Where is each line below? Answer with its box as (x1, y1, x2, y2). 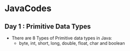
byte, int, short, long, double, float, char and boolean (19, 40, 125, 46)
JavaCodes (4, 3, 52, 14)
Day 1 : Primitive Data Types (4, 22, 91, 31)
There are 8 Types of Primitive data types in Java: (11, 35, 112, 41)
